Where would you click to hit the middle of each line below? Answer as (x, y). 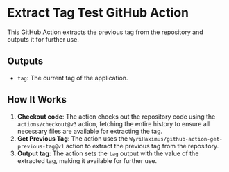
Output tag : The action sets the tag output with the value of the (108, 153)
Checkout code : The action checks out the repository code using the (116, 117)
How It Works (37, 100)
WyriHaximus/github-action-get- (176, 139)
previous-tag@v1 (41, 146)
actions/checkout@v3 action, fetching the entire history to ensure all (113, 123)
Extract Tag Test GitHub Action (98, 13)
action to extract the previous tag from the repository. (142, 146)
